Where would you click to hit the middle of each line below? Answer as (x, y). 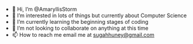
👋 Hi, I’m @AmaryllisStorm (44, 9)
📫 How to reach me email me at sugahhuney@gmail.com (83, 35)
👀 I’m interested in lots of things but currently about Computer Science (99, 15)
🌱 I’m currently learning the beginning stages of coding (80, 22)
